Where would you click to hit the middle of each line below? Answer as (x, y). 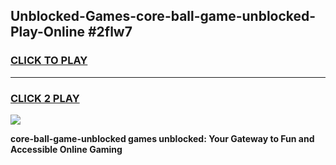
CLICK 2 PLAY (45, 98)
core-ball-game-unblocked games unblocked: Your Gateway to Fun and (162, 138)
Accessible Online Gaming (66, 149)
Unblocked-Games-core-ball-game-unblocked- (163, 16)
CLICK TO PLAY (49, 61)
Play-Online (47, 32)
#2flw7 (110, 32)
